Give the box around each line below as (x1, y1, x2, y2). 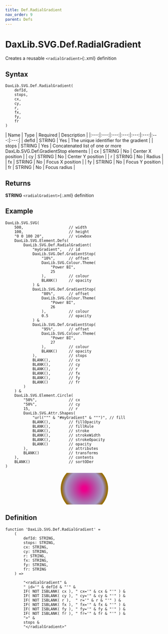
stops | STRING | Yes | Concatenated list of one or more (5, 143, 121, 149)
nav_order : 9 (5, 12, 33, 17)
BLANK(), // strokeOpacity (32, 437, 105, 442)
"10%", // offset (41, 256, 90, 261)
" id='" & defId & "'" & (23, 584, 76, 590)
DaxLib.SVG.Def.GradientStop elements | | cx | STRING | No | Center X (5, 148, 152, 154)
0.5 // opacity (41, 313, 92, 319)
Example (5, 207, 33, 215)
